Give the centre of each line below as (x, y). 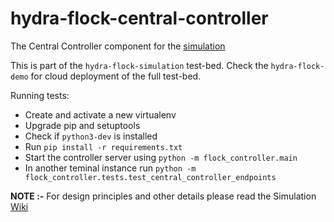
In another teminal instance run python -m (110, 168)
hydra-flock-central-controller (139, 18)
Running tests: (40, 95)
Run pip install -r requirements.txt (103, 146)
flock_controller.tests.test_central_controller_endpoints (150, 177)
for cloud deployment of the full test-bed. (116, 76)
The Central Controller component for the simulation (118, 46)
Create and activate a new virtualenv (100, 114)
